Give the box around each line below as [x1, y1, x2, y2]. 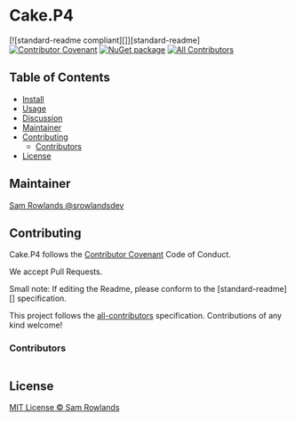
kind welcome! [9, 320, 63, 330]
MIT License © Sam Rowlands [9, 402, 120, 413]
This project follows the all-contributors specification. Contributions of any [9, 311, 283, 321]
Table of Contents [9, 70, 111, 85]
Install [21, 93, 44, 104]
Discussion [21, 112, 63, 123]
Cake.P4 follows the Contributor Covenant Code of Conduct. [9, 249, 231, 260]
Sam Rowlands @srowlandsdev [9, 199, 124, 210]
